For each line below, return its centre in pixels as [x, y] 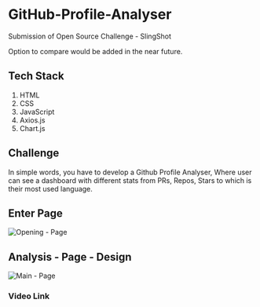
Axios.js [32, 120]
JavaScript [37, 111]
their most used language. [50, 188]
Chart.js [32, 128]
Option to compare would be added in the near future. [95, 51]
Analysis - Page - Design [70, 257]
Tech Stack [36, 76]
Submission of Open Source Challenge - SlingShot [90, 36]
